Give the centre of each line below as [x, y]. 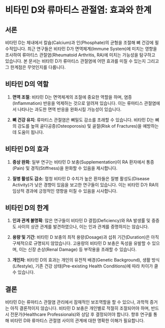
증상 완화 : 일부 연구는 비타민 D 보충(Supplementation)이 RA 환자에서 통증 [83, 162]
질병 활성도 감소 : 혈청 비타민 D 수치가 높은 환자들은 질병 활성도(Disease [81, 178]
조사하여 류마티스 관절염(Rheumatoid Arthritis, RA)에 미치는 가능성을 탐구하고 [80, 55]
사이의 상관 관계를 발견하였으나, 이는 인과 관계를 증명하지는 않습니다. [83, 227]
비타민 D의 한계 [27, 208]
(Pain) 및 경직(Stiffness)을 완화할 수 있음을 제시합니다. [65, 168]
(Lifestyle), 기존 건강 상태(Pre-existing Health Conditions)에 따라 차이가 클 [85, 266]
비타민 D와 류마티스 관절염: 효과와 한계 [78, 10]
